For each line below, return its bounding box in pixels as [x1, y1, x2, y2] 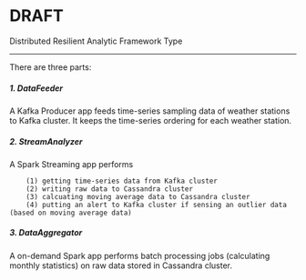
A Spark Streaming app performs [9, 158, 134, 169]
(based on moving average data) [9, 208, 132, 217]
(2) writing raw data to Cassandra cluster [25, 184, 194, 194]
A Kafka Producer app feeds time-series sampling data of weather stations [9, 105, 291, 116]
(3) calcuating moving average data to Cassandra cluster [25, 192, 250, 201]
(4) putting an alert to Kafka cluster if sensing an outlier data [25, 200, 287, 209]
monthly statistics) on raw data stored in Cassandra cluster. [9, 260, 232, 271]
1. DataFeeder [9, 83, 64, 94]
